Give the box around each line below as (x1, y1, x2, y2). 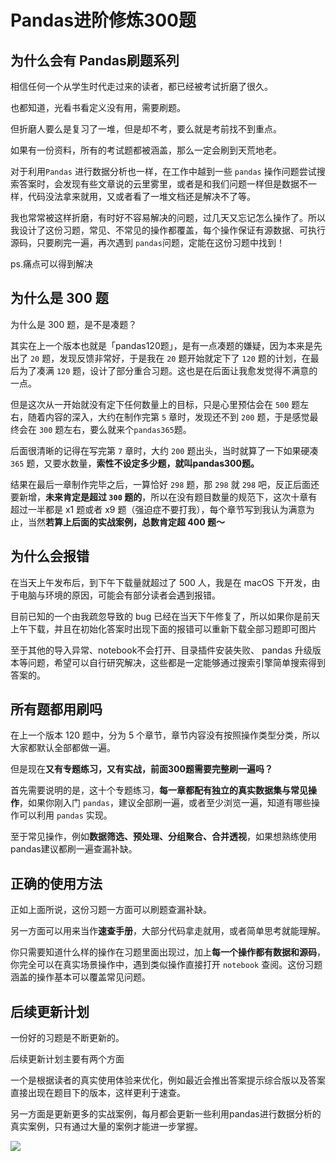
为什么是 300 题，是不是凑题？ (10, 318, 138, 330)
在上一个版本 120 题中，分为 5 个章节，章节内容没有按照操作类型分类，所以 (10, 729, 321, 741)
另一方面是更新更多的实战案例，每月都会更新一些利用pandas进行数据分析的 (10, 1108, 322, 1120)
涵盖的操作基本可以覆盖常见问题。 (10, 971, 151, 983)
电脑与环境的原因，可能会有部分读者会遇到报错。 (18, 589, 221, 601)
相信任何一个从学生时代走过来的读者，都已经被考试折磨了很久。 (10, 81, 273, 92)
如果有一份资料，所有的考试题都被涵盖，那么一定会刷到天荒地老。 (10, 144, 282, 156)
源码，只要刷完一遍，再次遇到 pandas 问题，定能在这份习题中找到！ (10, 237, 285, 248)
